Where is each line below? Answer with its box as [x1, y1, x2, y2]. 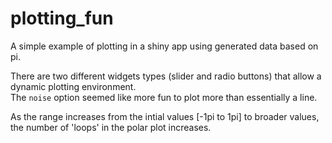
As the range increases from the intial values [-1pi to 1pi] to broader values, [10, 110, 320, 122]
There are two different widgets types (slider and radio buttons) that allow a [10, 70, 322, 82]
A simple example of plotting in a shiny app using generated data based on [10, 40, 319, 52]
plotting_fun [10, 7, 114, 30]
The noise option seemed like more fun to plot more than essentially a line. [10, 91, 318, 103]
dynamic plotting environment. [10, 80, 137, 92]
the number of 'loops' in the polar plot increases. [10, 121, 212, 133]
